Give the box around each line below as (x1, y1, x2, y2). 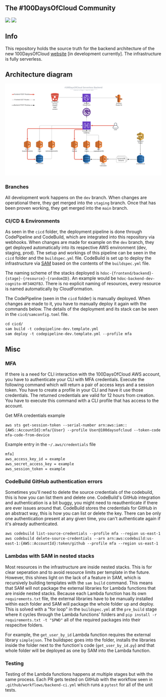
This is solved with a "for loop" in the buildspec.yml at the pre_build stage (5, 606, 157, 612)
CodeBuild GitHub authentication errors (5, 478, 103, 485)
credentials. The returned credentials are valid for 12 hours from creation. (5, 392, 155, 398)
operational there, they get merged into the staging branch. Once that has (5, 200, 156, 206)
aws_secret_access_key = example (5, 462, 74, 466)
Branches (5, 183, 29, 190)
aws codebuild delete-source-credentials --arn (5, 536, 106, 541)
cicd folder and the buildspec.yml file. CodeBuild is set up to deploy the (5, 255, 152, 261)
